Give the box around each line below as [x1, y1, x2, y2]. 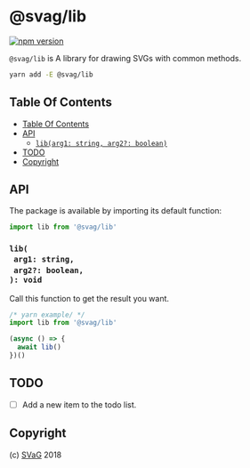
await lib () [17, 343, 62, 352]
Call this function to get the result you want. [9, 293, 170, 303]
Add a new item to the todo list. [21, 399, 137, 410]
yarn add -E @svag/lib [9, 69, 93, 79]
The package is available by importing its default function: [9, 206, 222, 216]
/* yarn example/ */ [9, 310, 86, 319]
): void [9, 275, 43, 286]
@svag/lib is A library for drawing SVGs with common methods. [9, 52, 242, 63]
